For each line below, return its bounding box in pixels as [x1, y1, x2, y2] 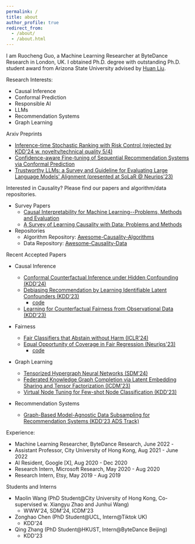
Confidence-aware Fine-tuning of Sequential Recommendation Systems [14, 154, 189, 161]
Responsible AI [14, 100, 51, 107]
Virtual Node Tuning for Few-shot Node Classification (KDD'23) [23, 388, 177, 395]
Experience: [6, 429, 35, 436]
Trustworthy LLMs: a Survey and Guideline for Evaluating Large [14, 167, 168, 174]
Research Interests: [6, 76, 53, 83]
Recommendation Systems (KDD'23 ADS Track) [23, 418, 140, 424]
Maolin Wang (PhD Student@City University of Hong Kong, [14, 494, 157, 502]
